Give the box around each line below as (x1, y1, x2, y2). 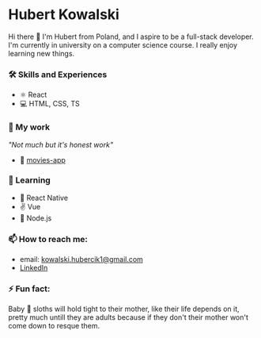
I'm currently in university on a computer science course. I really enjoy (8, 40, 238, 49)
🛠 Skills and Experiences (8, 69, 108, 80)
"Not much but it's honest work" (8, 140, 113, 149)
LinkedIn (19, 263, 48, 273)
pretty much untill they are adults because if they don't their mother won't (8, 313, 249, 322)
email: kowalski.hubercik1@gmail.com (19, 255, 144, 264)
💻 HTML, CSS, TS (19, 99, 81, 109)
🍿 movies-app (19, 155, 66, 164)
